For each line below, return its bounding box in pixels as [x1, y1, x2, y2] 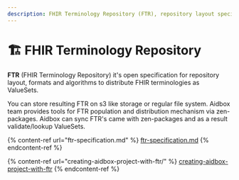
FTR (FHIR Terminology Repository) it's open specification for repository [7, 70, 220, 79]
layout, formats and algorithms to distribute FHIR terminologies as [7, 78, 200, 86]
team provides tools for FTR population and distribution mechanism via [7, 107, 215, 116]
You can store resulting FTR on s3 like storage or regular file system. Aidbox [7, 99, 230, 108]
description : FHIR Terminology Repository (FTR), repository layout [7, 10, 215, 18]
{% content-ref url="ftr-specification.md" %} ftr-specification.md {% [7, 135, 210, 144]
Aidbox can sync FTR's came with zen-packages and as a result [39, 114, 228, 123]
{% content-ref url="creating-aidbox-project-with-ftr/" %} [7, 157, 178, 165]
